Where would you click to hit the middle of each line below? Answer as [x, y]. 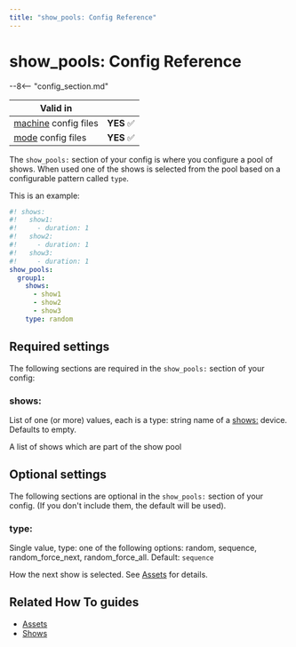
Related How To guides [74, 602]
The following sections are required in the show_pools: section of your [137, 368]
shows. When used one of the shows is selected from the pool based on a [145, 169]
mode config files [50, 137]
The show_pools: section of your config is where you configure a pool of [141, 159]
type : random [49, 319]
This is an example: [44, 196]
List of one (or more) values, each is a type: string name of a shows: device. [148, 419]
